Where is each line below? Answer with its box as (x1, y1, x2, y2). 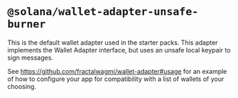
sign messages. (7, 53, 53, 62)
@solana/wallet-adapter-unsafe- (7, 5, 199, 18)
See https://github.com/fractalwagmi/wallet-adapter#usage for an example (7, 67, 227, 75)
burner (7, 18, 46, 31)
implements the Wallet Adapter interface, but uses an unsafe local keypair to (7, 45, 231, 54)
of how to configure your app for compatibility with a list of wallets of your (7, 75, 225, 83)
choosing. (7, 82, 37, 90)
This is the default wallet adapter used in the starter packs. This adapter (7, 38, 218, 47)
